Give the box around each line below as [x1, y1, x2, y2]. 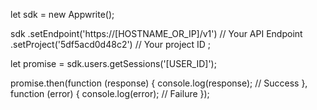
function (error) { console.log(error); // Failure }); [10, 88, 210, 99]
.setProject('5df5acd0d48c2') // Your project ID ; [10, 39, 212, 50]
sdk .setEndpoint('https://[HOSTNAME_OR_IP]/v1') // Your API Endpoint [10, 28, 303, 39]
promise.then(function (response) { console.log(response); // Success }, [10, 77, 308, 89]
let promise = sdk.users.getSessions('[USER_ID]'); [10, 58, 217, 69]
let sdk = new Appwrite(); [10, 9, 115, 20]
